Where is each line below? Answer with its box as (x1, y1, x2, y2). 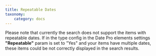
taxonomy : (5, 12, 26, 17)
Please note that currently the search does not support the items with (5, 30, 147, 36)
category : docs (14, 16, 45, 21)
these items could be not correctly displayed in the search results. (5, 45, 140, 52)
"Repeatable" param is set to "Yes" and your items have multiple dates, (5, 40, 152, 46)
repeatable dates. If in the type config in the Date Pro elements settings (5, 35, 151, 41)
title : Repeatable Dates (5, 7, 56, 12)
